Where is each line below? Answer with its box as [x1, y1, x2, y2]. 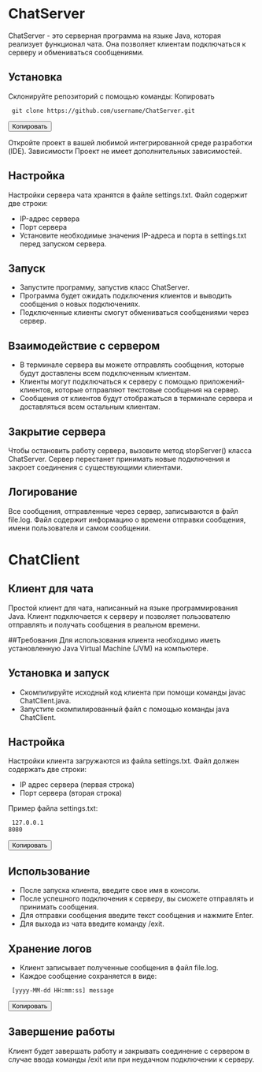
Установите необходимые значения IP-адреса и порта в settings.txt [19, 231, 247, 240]
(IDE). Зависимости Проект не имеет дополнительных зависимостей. [8, 146, 242, 156]
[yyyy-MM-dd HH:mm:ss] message [11, 987, 114, 995]
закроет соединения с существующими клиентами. [8, 463, 183, 472]
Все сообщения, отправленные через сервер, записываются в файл [8, 506, 238, 515]
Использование [8, 864, 90, 878]
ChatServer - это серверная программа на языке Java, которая [8, 31, 222, 40]
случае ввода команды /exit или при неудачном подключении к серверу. [8, 1055, 255, 1064]
